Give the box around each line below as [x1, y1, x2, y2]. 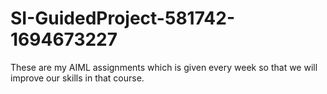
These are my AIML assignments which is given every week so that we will [10, 61, 318, 73]
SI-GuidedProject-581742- [10, 7, 236, 30]
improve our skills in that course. [10, 72, 145, 84]
